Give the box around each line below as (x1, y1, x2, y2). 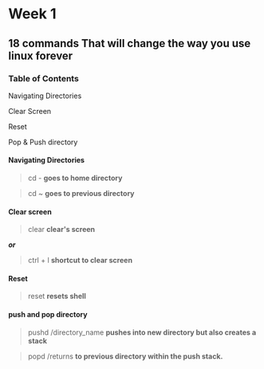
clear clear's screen (27, 225, 96, 234)
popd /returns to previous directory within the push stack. (27, 351, 223, 361)
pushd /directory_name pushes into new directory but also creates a (27, 328, 257, 337)
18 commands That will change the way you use (8, 37, 251, 50)
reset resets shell (27, 292, 86, 301)
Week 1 (8, 5, 57, 23)
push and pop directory (8, 310, 88, 320)
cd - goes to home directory (27, 173, 123, 183)
